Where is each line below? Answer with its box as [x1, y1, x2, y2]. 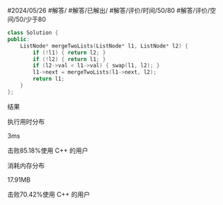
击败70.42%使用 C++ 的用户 [7, 190, 91, 199]
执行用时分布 [7, 117, 45, 126]
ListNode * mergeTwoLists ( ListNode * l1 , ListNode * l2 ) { [20, 42, 189, 50]
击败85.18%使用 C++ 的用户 [7, 146, 88, 155]
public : [7, 35, 30, 43]
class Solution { [7, 29, 59, 36]
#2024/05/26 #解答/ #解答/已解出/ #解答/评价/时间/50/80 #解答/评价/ [7, 6, 210, 14]
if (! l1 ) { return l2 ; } [33, 49, 106, 56]
